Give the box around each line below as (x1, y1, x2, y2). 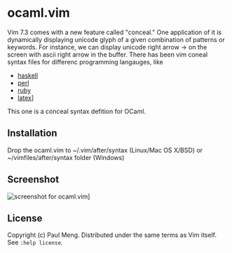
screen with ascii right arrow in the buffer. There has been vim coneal (7, 50, 208, 59)
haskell (17, 71, 39, 80)
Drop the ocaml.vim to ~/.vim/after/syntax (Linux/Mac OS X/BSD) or (7, 145, 203, 154)
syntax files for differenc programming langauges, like (7, 57, 163, 66)
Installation (7, 127, 57, 139)
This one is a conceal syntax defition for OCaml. (7, 107, 146, 115)
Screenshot (7, 173, 60, 186)
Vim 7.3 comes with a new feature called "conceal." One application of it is (7, 28, 222, 36)
